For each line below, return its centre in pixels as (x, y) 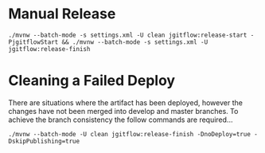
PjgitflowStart (33, 42)
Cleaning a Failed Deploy (92, 81)
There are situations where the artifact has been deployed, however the (125, 102)
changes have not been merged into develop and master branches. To (123, 111)
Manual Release (62, 14)
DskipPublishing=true (44, 141)
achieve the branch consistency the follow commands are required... (121, 120)
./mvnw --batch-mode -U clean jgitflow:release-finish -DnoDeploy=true (129, 134)
